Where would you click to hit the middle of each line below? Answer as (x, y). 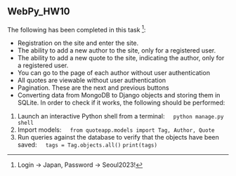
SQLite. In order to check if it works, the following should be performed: (121, 103)
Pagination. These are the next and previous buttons (93, 88)
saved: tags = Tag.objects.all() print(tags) (87, 145)
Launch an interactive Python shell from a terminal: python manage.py (120, 116)
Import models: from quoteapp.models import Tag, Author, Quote (116, 130)
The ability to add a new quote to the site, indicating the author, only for (121, 58)
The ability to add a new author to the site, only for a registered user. (117, 50)
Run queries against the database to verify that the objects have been (118, 137)
